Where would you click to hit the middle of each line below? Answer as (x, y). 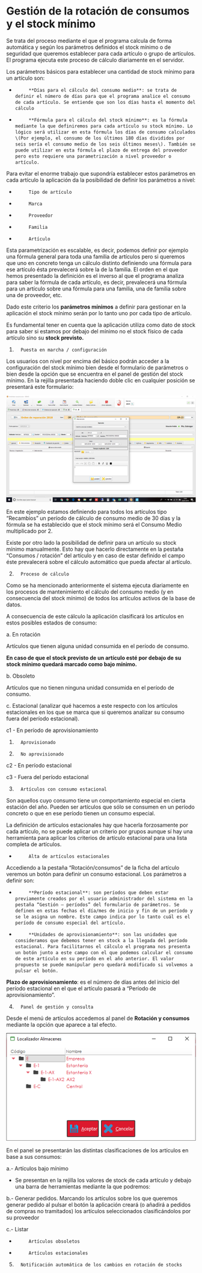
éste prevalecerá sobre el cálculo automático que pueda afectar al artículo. (99, 562)
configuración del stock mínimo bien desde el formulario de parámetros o (97, 367)
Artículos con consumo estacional (64, 789)
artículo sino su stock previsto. (45, 338)
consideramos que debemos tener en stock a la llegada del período (101, 941)
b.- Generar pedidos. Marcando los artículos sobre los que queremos (92, 1198)
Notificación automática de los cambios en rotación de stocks (101, 1265)
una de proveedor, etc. (34, 295)
